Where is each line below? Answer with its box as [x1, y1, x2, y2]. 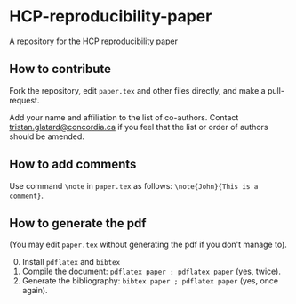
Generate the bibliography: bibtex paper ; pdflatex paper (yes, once [21, 275, 278, 286]
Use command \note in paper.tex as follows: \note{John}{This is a [9, 180, 259, 191]
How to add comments [9, 157, 137, 172]
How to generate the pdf [9, 216, 147, 231]
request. [9, 94, 40, 105]
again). [21, 285, 48, 296]
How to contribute [9, 62, 112, 77]
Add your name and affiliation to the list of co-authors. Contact [9, 111, 239, 122]
